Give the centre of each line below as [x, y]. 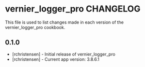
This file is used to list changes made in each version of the [64, 22]
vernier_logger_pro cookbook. [35, 27]
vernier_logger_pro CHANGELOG [73, 9]
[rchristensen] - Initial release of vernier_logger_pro [64, 54]
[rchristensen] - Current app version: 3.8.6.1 [56, 59]
